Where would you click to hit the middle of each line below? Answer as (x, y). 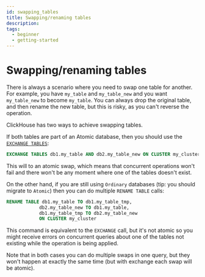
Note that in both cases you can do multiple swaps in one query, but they (98, 255)
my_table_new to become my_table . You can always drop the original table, (99, 100)
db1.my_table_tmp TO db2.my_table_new (88, 213)
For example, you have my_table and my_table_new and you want (87, 93)
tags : (13, 29)
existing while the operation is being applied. (63, 244)
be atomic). (21, 268)
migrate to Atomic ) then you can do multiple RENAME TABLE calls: (85, 191)
